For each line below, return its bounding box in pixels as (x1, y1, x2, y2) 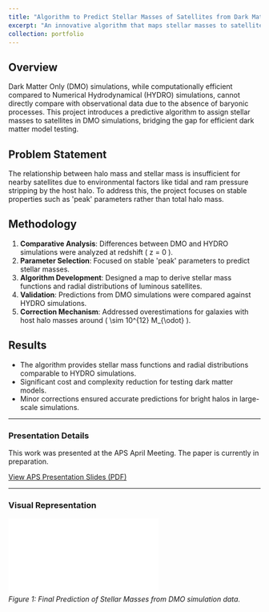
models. (19, 385, 47, 395)
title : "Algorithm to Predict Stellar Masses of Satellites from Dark (8, 13, 249, 21)
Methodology (8, 217, 78, 232)
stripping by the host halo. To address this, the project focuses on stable (8, 186, 247, 195)
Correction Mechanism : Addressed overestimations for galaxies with (19, 307, 249, 316)
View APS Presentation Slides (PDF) (8, 472, 127, 481)
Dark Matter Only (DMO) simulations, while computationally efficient (8, 82, 233, 91)
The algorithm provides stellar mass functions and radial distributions (19, 360, 249, 369)
